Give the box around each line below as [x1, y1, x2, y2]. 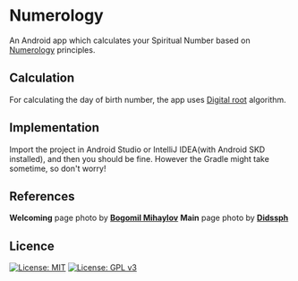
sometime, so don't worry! [9, 163, 106, 174]
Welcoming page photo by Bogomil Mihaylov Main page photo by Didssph [9, 212, 289, 224]
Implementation [9, 120, 100, 135]
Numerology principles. [9, 44, 96, 55]
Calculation [9, 71, 75, 86]
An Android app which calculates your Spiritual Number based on [9, 35, 251, 46]
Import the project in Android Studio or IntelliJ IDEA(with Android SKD [9, 144, 266, 155]
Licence [9, 238, 55, 253]
